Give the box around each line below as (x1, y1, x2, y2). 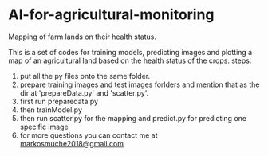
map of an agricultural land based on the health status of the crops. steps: (8, 56, 252, 65)
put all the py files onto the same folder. (19, 71, 150, 80)
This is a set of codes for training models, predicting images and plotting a (8, 47, 253, 57)
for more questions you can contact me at (19, 130, 158, 140)
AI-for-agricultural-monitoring (8, 6, 215, 24)
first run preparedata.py (19, 96, 98, 106)
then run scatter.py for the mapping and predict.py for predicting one (19, 113, 247, 123)
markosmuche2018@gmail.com (19, 138, 124, 148)
